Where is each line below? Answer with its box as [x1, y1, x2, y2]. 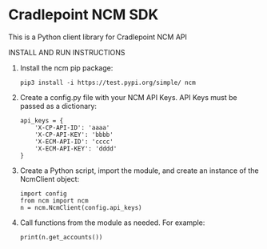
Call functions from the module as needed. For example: [19, 218, 205, 227]
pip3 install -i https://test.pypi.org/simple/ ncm [19, 78, 196, 86]
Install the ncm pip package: [19, 62, 114, 73]
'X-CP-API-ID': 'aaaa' [34, 123, 110, 131]
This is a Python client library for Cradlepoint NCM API [8, 32, 188, 42]
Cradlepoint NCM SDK [8, 6, 159, 24]
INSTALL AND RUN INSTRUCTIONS [8, 47, 126, 57]
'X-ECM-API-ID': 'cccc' [34, 138, 114, 146]
